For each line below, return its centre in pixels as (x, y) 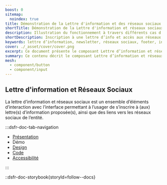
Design (20, 147)
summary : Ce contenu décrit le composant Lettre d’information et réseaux (84, 56)
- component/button (30, 65)
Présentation (25, 136)
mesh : (11, 61)
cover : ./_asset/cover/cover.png (40, 47)
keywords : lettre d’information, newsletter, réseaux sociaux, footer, (81, 42)
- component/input (29, 70)
